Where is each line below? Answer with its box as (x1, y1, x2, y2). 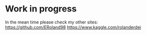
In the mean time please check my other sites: (5, 19, 98, 25)
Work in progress (5, 3, 77, 14)
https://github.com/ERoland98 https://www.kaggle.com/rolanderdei (5, 24, 141, 30)
